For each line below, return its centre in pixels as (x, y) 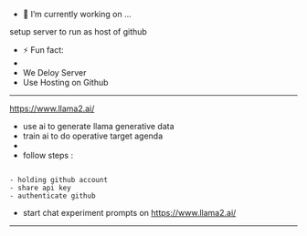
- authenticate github (53, 196)
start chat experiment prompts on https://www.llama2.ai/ (129, 213)
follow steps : (48, 155)
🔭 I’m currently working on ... (77, 14)
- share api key (40, 188)
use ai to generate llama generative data (99, 126)
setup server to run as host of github (79, 31)
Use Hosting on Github (65, 82)
